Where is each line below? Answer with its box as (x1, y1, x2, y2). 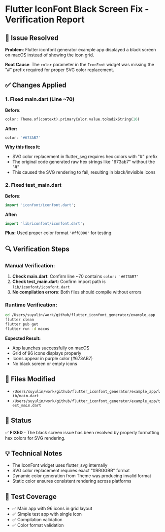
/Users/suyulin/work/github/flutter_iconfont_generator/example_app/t (12, 399, 161, 404)
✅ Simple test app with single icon (12, 511, 82, 517)
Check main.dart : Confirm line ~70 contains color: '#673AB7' (12, 273, 139, 280)
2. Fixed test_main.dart (5, 182, 62, 189)
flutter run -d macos (5, 327, 50, 331)
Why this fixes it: (5, 144, 40, 150)
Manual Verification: (5, 262, 55, 269)
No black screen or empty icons (12, 361, 77, 367)
